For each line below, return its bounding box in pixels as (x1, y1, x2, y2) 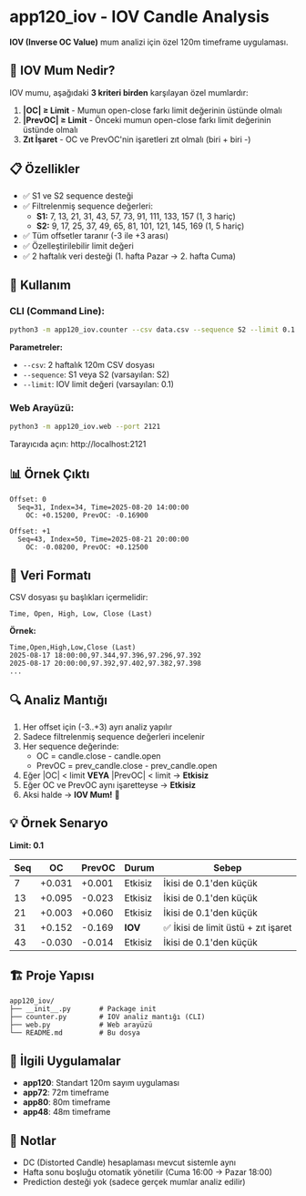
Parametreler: (9, 342, 64, 353)
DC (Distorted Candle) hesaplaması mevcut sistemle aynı (22, 1157, 237, 1168)
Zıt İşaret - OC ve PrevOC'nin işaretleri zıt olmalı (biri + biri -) (22, 134, 251, 145)
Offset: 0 (9, 495, 47, 505)
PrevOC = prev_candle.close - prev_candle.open (36, 760, 218, 771)
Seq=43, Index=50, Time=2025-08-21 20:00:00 (17, 535, 189, 544)
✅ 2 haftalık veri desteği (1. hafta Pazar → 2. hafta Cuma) (22, 250, 237, 261)
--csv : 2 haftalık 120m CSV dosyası (22, 360, 155, 371)
